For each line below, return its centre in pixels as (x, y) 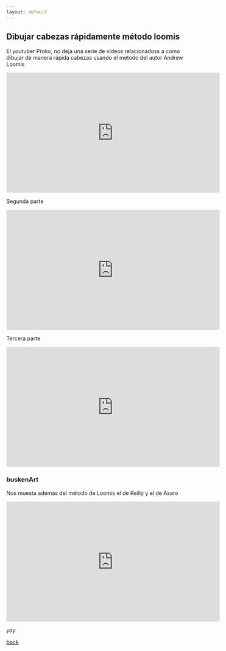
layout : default (27, 12)
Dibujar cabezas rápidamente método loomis (93, 37)
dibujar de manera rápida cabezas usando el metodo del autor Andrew (95, 58)
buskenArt (22, 480)
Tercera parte (23, 338)
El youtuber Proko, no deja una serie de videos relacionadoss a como (93, 51)
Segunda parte (25, 201)
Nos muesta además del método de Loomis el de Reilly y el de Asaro (92, 493)
